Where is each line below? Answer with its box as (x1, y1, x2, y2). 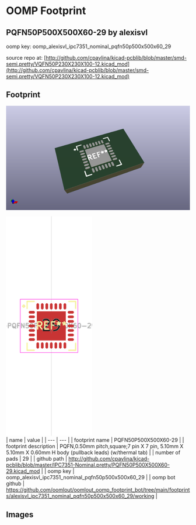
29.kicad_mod (6, 468, 40, 475)
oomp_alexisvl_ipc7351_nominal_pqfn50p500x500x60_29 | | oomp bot (6, 474, 176, 481)
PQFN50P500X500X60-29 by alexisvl (6, 28, 148, 37)
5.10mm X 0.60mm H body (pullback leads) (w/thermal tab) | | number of (6, 449, 181, 456)
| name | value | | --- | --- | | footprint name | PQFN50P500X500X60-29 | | (6, 437, 185, 444)
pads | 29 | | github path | (6, 455, 68, 462)
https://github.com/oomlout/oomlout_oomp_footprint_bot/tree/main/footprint (6, 486, 190, 493)
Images (6, 509, 34, 519)
